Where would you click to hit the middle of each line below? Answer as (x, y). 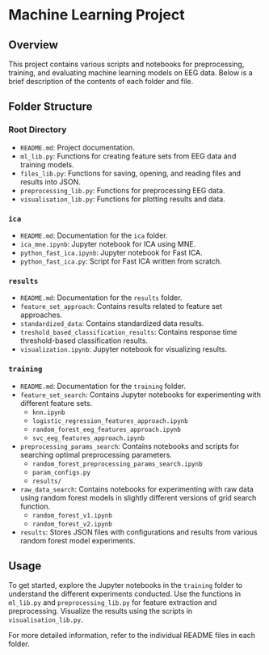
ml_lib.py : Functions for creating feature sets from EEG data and (128, 156)
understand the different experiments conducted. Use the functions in (125, 594)
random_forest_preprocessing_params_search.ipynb (118, 464)
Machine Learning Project (97, 15)
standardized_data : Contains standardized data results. (112, 323)
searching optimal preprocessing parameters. (96, 454)
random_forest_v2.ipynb (72, 524)
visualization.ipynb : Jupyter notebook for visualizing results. (124, 349)
